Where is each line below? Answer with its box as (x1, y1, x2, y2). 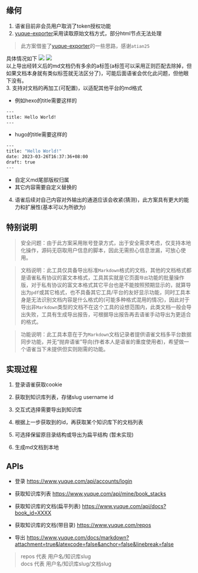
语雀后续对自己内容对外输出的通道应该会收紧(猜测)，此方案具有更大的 (14, 196, 184, 203)
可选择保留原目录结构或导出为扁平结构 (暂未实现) (14, 431, 134, 438)
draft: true (6, 159, 35, 165)
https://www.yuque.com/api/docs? (81, 503, 167, 510)
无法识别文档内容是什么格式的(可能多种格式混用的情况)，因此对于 (31, 296, 190, 303)
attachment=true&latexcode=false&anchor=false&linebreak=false (14, 541, 174, 548)
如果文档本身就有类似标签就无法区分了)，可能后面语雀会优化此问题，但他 (6, 70, 184, 77)
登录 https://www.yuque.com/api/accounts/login (14, 477, 133, 485)
